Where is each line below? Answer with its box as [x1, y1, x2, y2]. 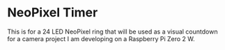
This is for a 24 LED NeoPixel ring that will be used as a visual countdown [7, 27, 218, 36]
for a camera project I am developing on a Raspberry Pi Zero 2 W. [7, 34, 195, 42]
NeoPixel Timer [7, 5, 98, 21]
